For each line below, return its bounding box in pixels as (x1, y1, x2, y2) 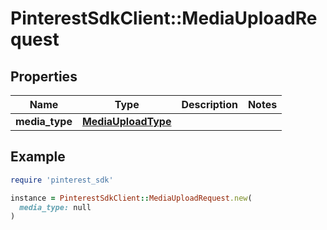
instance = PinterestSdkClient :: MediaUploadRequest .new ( (10, 193, 253, 203)
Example (10, 148, 66, 166)
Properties (10, 68, 78, 85)
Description (181, 98, 238, 111)
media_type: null (19, 202, 92, 212)
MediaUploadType (81, 115, 172, 128)
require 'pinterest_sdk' (10, 175, 114, 185)
